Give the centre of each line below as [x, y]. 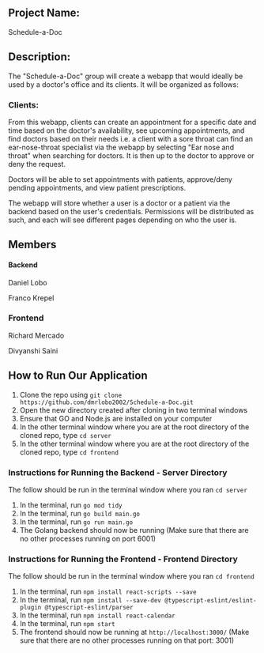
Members [32, 245]
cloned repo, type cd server [66, 435]
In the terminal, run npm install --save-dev [91, 600]
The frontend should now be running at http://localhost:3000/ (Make [134, 632]
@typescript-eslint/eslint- [211, 601]
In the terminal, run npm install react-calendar [97, 615]
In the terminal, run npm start [68, 624]
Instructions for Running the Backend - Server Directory [118, 472]
